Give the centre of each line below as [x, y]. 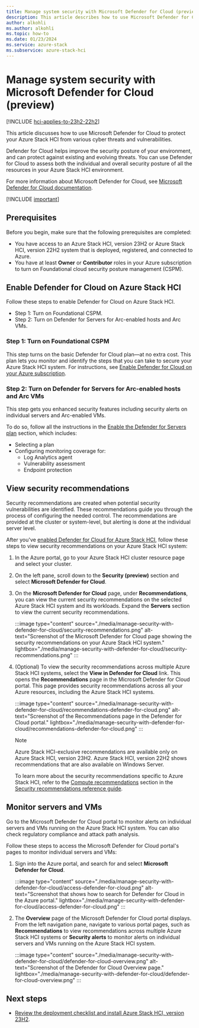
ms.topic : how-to [28, 34]
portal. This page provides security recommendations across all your [99, 685]
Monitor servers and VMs [54, 807]
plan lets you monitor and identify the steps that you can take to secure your [99, 361]
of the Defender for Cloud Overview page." [111, 967]
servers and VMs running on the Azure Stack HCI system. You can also [93, 828]
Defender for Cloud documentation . [49, 187]
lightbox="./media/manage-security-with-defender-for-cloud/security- [101, 649]
